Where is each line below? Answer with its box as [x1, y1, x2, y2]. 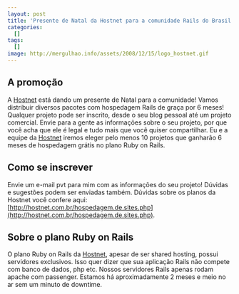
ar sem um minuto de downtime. [7, 280, 102, 289]
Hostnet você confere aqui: [7, 195, 88, 204]
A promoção [7, 76, 63, 89]
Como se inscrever [7, 162, 93, 174]
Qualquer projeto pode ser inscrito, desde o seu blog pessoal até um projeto [7, 110, 232, 119]
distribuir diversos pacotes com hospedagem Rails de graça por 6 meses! [7, 103, 225, 111]
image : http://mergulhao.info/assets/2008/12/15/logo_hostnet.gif [7, 51, 209, 58]
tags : [7, 37, 24, 44]
